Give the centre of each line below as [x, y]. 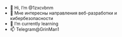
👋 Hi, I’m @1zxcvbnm [32, 8]
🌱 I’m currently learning [34, 23]
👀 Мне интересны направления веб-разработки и [63, 13]
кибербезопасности [32, 18]
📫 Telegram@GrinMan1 [34, 29]
